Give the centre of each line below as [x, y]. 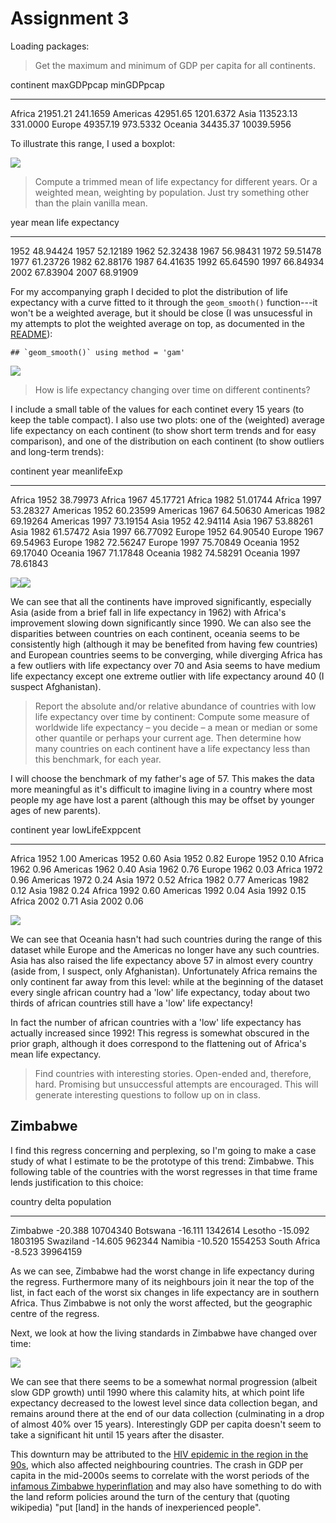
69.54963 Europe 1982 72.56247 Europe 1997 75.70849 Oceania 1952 [155, 542]
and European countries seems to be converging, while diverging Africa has [166, 654]
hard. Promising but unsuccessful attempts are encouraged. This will [176, 1084]
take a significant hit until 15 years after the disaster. [117, 1434]
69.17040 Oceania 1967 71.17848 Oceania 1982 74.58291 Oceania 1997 [155, 553]
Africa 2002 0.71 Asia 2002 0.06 [77, 901]
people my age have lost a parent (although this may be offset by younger [162, 799]
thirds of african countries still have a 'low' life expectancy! [131, 1003]
